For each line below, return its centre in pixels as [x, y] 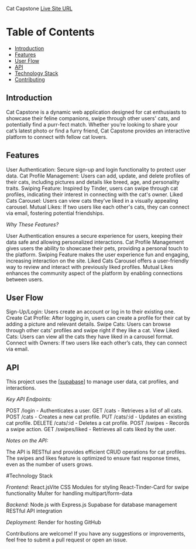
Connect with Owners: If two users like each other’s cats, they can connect [97, 343]
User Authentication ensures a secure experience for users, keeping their [94, 236]
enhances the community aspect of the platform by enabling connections [94, 273]
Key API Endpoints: [29, 399]
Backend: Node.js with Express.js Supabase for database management [92, 505]
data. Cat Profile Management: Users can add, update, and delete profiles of [98, 176]
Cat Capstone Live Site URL [39, 8]
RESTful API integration [34, 511]
